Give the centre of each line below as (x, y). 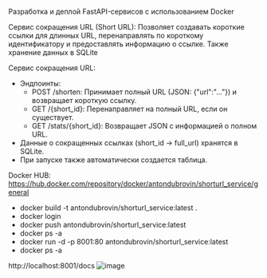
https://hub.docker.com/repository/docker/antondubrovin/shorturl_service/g (133, 184)
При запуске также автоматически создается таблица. (114, 160)
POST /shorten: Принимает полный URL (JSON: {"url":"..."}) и (134, 92)
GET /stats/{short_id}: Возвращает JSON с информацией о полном (144, 126)
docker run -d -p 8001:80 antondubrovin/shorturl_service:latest (124, 242)
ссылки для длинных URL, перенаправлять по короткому (106, 36)
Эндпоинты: (40, 83)
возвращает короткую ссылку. (84, 100)
